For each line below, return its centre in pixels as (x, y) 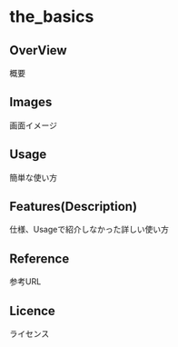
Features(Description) (74, 207)
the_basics (52, 17)
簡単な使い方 (33, 177)
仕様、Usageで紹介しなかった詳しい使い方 (89, 230)
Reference (40, 258)
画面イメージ (33, 125)
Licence (33, 311)
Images (31, 102)
